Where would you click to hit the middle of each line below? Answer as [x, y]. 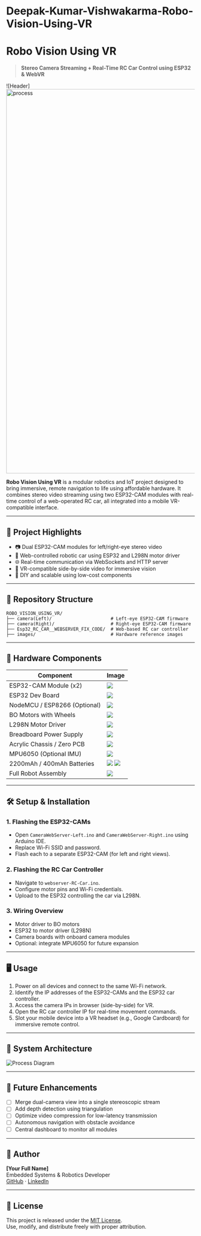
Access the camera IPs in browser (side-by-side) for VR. [84, 1005]
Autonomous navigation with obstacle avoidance [75, 1122]
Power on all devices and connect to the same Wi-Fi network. [91, 986]
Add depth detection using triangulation [64, 1109]
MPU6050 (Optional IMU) [45, 754]
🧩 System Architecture [49, 1049]
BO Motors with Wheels [42, 715]
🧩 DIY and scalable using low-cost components [73, 575]
